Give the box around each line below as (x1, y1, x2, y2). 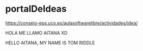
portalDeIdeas (5, 3, 67, 15)
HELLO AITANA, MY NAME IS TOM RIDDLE (5, 39, 95, 46)
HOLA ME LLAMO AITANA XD (5, 30, 68, 36)
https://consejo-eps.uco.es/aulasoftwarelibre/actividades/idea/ (5, 20, 138, 26)
